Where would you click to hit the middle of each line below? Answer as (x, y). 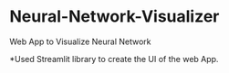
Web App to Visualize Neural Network (80, 41)
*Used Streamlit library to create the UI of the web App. (114, 59)
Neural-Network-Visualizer (114, 17)
